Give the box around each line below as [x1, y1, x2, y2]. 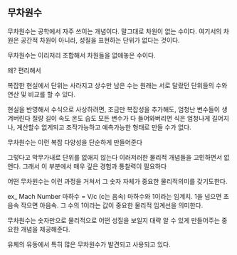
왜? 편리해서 [7, 66, 41, 75]
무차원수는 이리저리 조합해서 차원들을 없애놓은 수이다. [7, 50, 156, 59]
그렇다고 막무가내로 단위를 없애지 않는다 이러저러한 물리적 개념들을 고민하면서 [7, 153, 223, 161]
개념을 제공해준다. [20, 224, 70, 233]
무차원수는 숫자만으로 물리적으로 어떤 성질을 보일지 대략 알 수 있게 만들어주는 [7, 216, 221, 224]
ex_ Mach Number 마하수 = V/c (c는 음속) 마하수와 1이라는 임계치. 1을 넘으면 [7, 192, 222, 200]
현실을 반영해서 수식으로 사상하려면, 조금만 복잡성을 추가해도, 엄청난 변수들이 [7, 105, 221, 114]
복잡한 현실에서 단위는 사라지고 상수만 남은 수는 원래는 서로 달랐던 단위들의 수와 [7, 81, 228, 89]
